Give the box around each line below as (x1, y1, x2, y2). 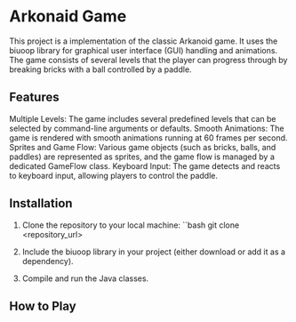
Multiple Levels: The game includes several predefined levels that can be (9, 113, 276, 124)
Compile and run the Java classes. (21, 273, 149, 284)
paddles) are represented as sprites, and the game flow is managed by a (9, 151, 276, 162)
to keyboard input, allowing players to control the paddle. (9, 170, 218, 181)
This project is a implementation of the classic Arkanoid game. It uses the (9, 36, 278, 46)
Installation (9, 196, 73, 211)
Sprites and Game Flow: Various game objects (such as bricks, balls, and (9, 141, 276, 152)
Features (9, 90, 60, 105)
